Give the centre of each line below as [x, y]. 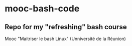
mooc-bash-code [42, 9]
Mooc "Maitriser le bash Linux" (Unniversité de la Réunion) [65, 39]
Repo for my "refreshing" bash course [66, 27]
